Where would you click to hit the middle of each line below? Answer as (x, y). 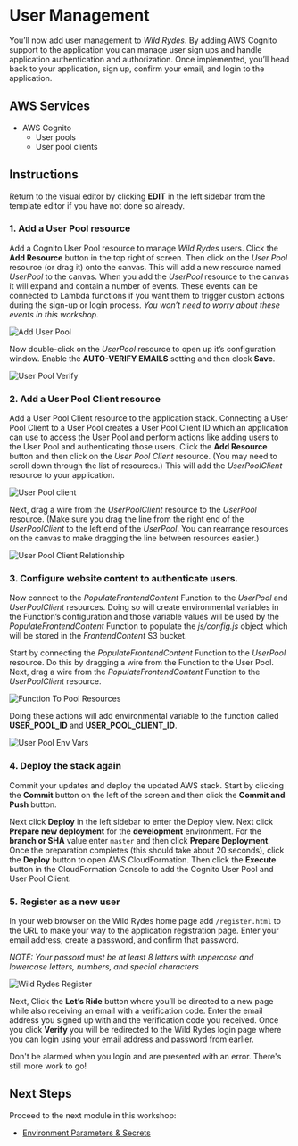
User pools (55, 137)
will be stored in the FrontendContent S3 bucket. (98, 636)
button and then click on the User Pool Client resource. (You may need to (144, 457)
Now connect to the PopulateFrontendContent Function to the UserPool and (149, 598)
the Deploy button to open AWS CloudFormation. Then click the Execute (143, 859)
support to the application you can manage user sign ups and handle (136, 49)
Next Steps (41, 1094)
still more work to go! (48, 1066)
